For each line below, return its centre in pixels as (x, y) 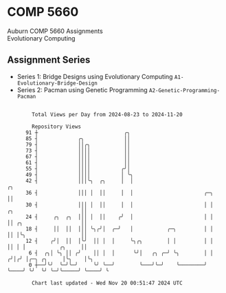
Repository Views (56, 127)
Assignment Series (49, 60)
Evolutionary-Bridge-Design (57, 83)
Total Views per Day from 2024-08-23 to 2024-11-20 (108, 114)
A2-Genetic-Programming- (184, 90)
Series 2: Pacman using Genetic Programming (82, 89)
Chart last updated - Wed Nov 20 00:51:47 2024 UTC (108, 283)
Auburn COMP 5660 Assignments (55, 31)
